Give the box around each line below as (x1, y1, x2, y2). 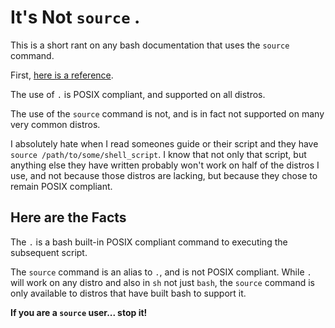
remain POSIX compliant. (10, 180, 113, 192)
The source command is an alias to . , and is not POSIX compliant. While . (10, 266, 312, 278)
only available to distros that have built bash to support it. (10, 287, 247, 299)
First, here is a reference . (10, 69, 114, 81)
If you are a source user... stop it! (10, 306, 148, 318)
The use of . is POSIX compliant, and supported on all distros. (10, 88, 266, 100)
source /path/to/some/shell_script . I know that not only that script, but (10, 148, 307, 160)
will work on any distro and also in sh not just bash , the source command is (10, 276, 315, 288)
